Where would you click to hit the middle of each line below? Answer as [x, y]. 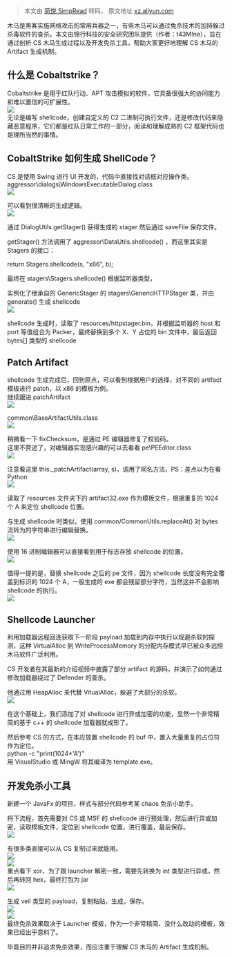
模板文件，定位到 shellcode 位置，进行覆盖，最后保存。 [110, 827]
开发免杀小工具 [39, 785]
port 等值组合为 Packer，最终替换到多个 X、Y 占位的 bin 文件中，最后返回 [112, 331]
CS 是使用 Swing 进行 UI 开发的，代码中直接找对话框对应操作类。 [100, 176]
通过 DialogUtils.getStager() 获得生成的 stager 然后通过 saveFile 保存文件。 [114, 226]
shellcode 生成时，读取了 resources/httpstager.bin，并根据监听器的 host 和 [114, 323]
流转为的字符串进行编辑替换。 [49, 530]
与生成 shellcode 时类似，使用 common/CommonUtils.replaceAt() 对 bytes [113, 521]
